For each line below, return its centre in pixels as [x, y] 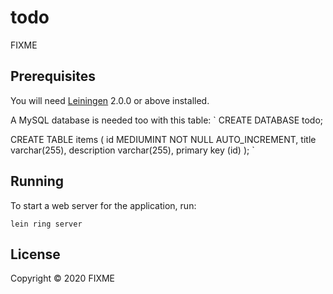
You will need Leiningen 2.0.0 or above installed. [110, 100]
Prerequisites [53, 76]
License [35, 254]
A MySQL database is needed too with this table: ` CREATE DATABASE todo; [167, 120]
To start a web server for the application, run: [103, 205]
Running [37, 181]
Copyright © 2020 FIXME [63, 278]
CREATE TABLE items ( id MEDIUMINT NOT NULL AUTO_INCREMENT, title [163, 139]
